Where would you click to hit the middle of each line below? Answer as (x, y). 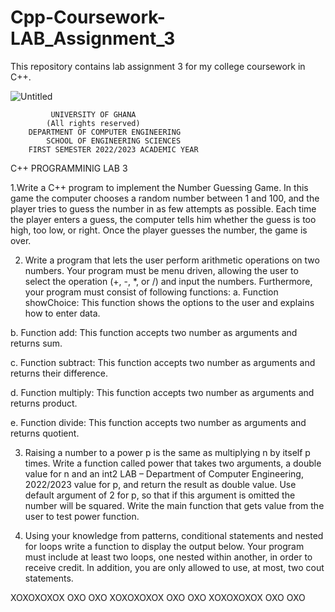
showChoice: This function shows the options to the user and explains (169, 302)
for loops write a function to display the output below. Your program (164, 546)
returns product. (44, 403)
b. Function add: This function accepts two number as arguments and (154, 332)
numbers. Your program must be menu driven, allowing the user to (161, 270)
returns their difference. (59, 373)
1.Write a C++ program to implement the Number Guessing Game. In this (159, 187)
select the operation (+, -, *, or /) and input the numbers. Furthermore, (168, 281)
